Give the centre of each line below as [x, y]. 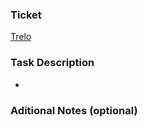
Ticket [26, 15]
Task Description [52, 63]
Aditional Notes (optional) [74, 110]
